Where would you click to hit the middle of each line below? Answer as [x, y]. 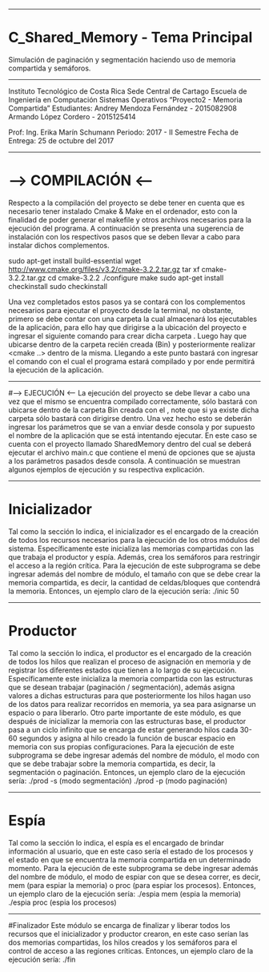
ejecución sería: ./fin [42, 959]
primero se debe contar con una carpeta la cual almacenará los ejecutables [133, 319]
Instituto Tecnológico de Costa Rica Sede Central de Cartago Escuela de [128, 91]
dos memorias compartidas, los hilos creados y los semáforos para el [123, 942]
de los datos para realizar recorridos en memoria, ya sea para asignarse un [132, 704]
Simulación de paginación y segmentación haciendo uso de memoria [122, 59]
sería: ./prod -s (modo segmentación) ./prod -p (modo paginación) [118, 781]
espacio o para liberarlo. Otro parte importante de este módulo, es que [125, 713]
